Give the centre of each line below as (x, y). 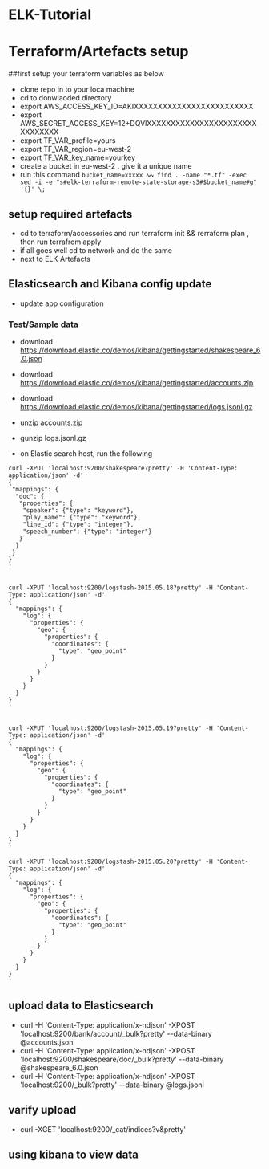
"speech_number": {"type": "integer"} (87, 532)
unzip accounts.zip (51, 422)
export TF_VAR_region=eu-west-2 (76, 149)
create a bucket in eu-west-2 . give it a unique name (106, 166)
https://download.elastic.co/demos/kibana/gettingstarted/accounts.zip (137, 383)
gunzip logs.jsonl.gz (53, 438)
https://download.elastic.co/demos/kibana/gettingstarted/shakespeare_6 (140, 350)
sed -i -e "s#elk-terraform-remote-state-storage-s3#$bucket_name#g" (139, 182)
